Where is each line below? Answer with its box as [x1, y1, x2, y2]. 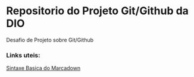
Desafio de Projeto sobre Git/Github [6, 36, 94, 43]
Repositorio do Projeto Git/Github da [6, 4, 189, 18]
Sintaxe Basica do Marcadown [6, 65, 81, 72]
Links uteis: [6, 51, 40, 59]
